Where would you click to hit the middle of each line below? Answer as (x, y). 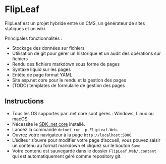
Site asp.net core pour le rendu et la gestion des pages (69, 80)
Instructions (24, 101)
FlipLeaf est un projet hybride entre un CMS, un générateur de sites (75, 23)
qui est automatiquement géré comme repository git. (67, 156)
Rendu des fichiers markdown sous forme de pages (66, 64)
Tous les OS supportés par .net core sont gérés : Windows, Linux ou (83, 113)
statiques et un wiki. (25, 28)
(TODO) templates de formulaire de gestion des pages (68, 85)
